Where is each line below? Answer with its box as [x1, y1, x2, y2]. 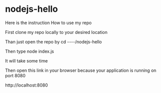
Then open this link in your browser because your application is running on [5, 67, 157, 73]
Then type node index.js [5, 48, 54, 54]
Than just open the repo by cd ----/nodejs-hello [5, 38, 102, 45]
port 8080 [5, 72, 26, 78]
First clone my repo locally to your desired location [5, 29, 108, 35]
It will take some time [5, 58, 48, 63]
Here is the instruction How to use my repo [5, 20, 92, 26]
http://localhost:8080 [5, 82, 48, 88]
